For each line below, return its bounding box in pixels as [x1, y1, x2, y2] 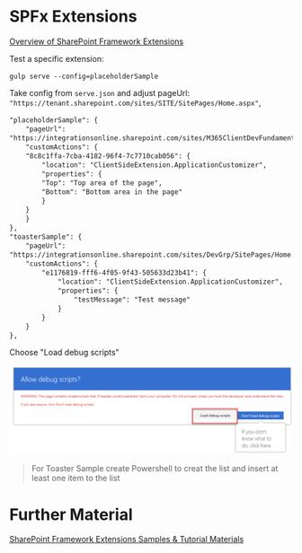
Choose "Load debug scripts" [9, 347, 120, 357]
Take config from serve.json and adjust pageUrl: [9, 87, 191, 98]
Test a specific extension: [9, 53, 104, 64]
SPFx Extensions [9, 6, 138, 27]
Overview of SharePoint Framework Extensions [9, 36, 184, 47]
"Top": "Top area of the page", [41, 178, 164, 188]
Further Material [9, 505, 133, 524]
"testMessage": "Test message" [73, 294, 191, 304]
